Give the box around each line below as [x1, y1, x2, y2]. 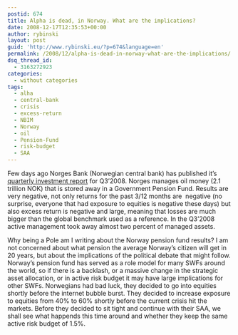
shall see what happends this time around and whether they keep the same [7, 311, 228, 320]
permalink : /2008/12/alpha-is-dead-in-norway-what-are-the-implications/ [7, 51, 232, 58]
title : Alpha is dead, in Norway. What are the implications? [7, 17, 196, 24]
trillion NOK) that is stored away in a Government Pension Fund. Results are [7, 185, 229, 192]
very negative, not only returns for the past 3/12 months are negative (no [7, 192, 222, 200]
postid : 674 [7, 10, 43, 18]
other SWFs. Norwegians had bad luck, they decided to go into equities [7, 282, 217, 289]
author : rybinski [7, 30, 59, 38]
